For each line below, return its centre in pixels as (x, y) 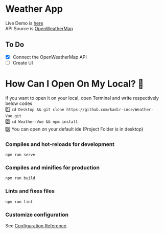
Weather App (34, 9)
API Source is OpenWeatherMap (39, 28)
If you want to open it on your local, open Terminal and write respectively (82, 98)
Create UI (23, 62)
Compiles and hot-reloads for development (60, 144)
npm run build (20, 178)
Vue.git (14, 116)
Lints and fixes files (30, 191)
